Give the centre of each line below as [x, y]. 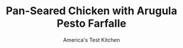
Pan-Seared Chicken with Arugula [91, 11]
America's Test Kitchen [91, 40]
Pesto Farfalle [91, 23]
